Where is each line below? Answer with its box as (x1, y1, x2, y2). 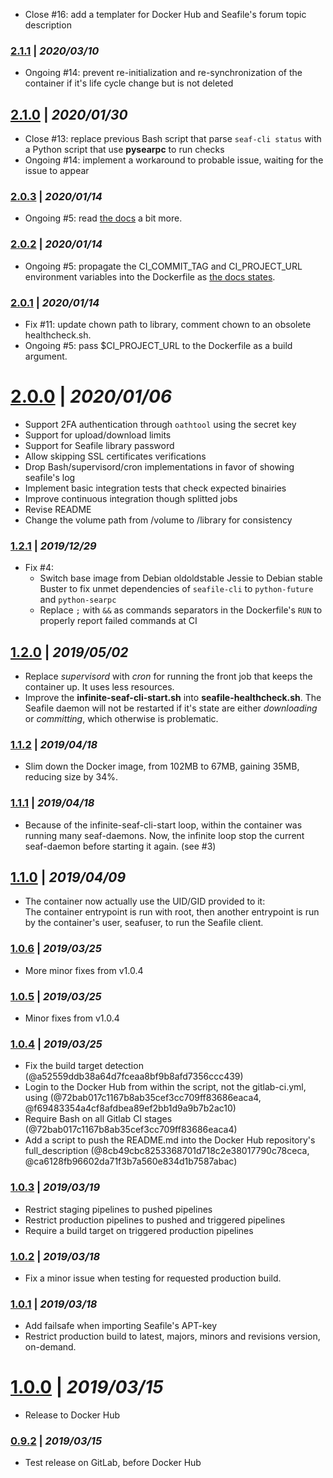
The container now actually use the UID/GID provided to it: (24, 895, 266, 908)
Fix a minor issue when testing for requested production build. (24, 1272, 282, 1284)
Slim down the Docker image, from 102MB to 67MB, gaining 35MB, (24, 760, 300, 773)
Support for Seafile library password (24, 439, 175, 451)
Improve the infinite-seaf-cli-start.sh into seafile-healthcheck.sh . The (24, 692, 322, 704)
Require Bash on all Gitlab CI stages (24, 1113, 173, 1125)
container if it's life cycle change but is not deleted (24, 77, 234, 89)
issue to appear (24, 165, 90, 177)
